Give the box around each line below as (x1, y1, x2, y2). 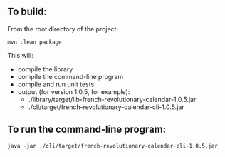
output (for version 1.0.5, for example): (17, 87, 130, 96)
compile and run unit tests (17, 80, 95, 88)
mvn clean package (7, 39, 62, 46)
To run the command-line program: (7, 123, 167, 136)
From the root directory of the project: (7, 24, 119, 33)
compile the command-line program (17, 72, 124, 81)
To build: (7, 6, 48, 18)
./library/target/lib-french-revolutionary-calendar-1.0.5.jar (28, 95, 197, 103)
